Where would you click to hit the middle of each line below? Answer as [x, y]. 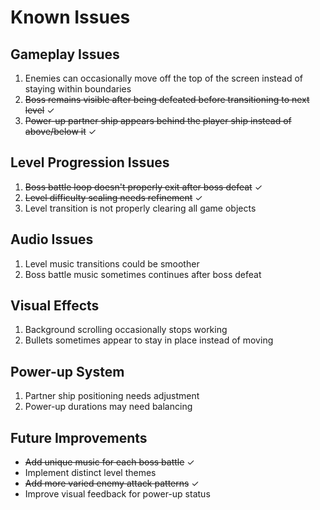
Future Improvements [79, 437]
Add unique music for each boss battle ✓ [109, 462]
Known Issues [70, 17]
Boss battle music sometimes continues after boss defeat [143, 274]
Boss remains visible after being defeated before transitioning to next [167, 99]
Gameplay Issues [65, 54]
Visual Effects [55, 306]
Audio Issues [52, 239]
